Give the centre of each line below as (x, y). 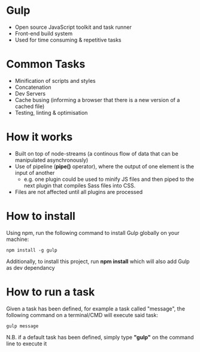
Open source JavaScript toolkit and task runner (73, 27)
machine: (18, 239)
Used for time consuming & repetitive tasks (68, 40)
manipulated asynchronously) (51, 160)
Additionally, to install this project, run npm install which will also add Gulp (98, 261)
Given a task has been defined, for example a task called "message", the (96, 308)
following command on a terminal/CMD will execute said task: (82, 315)
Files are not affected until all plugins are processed (78, 192)
